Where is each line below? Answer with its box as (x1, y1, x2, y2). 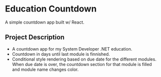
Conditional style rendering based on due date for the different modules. (12, 56, 157, 62)
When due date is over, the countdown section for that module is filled (12, 61, 152, 67)
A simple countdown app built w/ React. (5, 19, 85, 25)
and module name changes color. (12, 66, 79, 72)
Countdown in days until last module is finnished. (12, 51, 110, 57)
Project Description (5, 33, 65, 41)
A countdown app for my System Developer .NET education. (12, 46, 132, 51)
